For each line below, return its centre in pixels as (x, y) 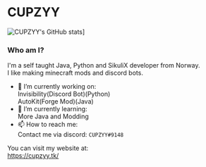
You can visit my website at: (48, 148)
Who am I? (26, 50)
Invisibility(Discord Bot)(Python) (64, 94)
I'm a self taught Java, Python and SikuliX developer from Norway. (104, 66)
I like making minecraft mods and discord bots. (75, 73)
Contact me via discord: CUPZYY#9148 (71, 135)
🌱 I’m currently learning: (52, 109)
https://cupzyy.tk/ (33, 156)
